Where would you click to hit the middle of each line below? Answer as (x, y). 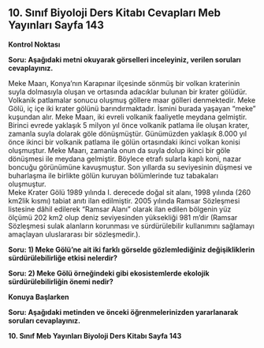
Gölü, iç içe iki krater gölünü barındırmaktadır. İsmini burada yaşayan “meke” (132, 108)
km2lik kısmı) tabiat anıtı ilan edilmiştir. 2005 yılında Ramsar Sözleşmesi (124, 200)
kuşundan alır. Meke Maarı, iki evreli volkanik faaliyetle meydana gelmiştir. (128, 117)
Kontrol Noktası (34, 44)
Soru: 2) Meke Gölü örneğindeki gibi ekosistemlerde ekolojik (109, 273)
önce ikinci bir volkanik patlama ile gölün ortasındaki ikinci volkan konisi (124, 142)
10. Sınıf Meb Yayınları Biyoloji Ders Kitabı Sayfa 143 (95, 335)
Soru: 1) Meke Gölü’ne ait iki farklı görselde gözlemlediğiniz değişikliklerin (132, 249)
